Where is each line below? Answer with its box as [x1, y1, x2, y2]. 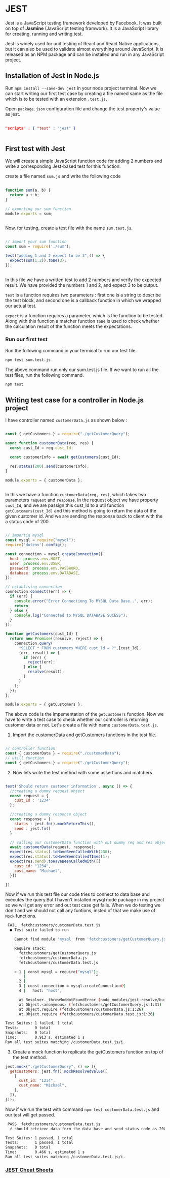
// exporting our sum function [5, 206, 71, 212]
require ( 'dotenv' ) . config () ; [5, 542, 67, 548]
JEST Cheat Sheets [5, 1166, 54, 1173]
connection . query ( [14, 641, 53, 646]
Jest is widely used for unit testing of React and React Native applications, [5, 40, 160, 46]
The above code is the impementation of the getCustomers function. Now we [5, 711, 164, 717]
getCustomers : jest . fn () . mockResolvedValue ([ [10, 1069, 108, 1074]
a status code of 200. [5, 519, 50, 525]
